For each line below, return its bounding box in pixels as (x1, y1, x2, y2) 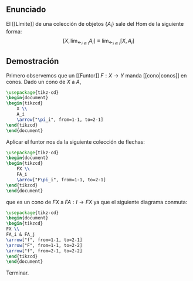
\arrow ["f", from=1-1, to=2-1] (6, 237, 83, 243)
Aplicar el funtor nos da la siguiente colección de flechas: (6, 138, 145, 145)
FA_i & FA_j (6, 232, 35, 238)
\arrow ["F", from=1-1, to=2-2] (6, 242, 83, 248)
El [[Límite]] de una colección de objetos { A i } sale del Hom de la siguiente (6, 20, 184, 29)
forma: (6, 28, 22, 35)
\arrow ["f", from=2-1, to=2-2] (6, 248, 83, 254)
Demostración (6, 56, 59, 66)
